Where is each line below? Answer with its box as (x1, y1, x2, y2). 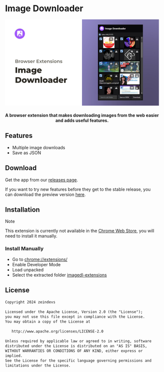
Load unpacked (12, 267, 44, 273)
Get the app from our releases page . (5, 176, 78, 183)
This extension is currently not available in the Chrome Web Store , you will (5, 228, 155, 234)
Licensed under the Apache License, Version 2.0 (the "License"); (5, 309, 143, 314)
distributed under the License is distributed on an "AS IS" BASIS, (5, 343, 147, 349)
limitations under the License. (5, 363, 71, 368)
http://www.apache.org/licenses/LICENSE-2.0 (11, 329, 104, 334)
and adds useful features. (55, 117, 109, 123)
